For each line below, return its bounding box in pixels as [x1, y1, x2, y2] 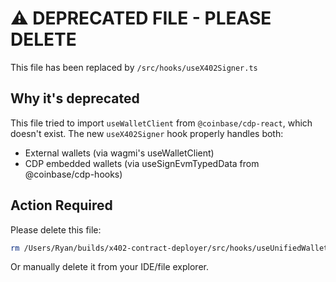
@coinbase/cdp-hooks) [24, 168, 123, 180]
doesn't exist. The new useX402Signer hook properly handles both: [10, 127, 284, 139]
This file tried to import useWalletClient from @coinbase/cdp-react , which [10, 117, 313, 129]
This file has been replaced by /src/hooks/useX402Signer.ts [10, 61, 258, 73]
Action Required [10, 197, 113, 214]
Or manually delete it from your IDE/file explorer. [10, 261, 209, 273]
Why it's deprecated [10, 90, 140, 107]
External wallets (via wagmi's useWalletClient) [24, 147, 215, 159]
